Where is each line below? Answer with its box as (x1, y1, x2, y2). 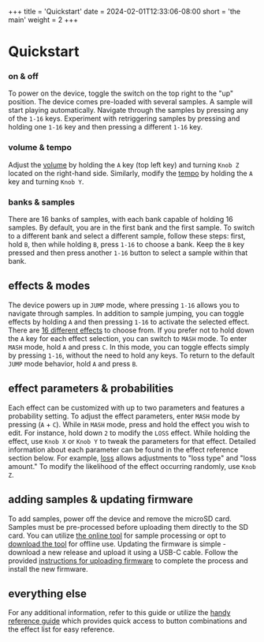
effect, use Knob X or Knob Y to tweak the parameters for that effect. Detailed (8, 436, 256, 445)
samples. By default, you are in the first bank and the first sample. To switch (8, 223, 255, 232)
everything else (8, 587, 87, 600)
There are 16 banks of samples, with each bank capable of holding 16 (8, 215, 234, 224)
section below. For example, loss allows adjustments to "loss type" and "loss (8, 453, 257, 463)
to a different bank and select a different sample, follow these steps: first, (8, 231, 246, 241)
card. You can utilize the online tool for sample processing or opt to (8, 531, 226, 540)
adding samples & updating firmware (8, 493, 194, 506)
